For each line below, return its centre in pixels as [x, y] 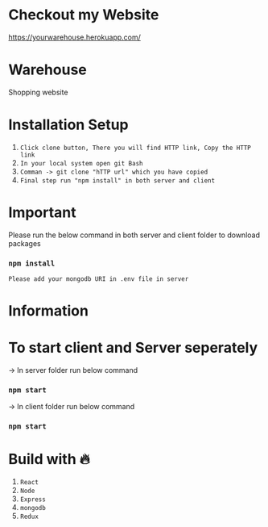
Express [33, 500]
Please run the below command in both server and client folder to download [134, 235]
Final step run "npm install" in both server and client [118, 180]
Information [48, 311]
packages [25, 243]
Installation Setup [68, 125]
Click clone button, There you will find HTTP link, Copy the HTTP [135, 148]
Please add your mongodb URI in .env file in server [99, 279]
